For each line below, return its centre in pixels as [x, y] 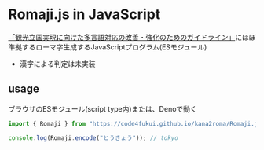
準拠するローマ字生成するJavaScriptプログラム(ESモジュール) [108, 47]
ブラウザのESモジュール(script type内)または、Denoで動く [103, 108]
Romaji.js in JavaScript [84, 15]
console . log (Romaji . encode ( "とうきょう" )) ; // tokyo [93, 138]
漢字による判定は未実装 [57, 64]
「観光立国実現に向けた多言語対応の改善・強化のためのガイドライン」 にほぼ [132, 37]
